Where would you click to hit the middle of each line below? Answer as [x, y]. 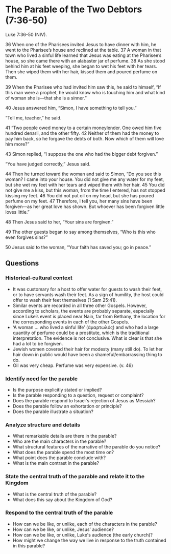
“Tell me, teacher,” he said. [33, 118]
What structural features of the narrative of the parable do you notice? [87, 447]
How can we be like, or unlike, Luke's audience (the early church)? [83, 535]
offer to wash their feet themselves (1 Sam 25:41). [65, 300]
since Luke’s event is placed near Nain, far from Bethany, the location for [89, 316]
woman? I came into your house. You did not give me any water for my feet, [85, 179]
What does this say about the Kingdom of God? [62, 499]
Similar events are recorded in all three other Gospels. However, [80, 305]
